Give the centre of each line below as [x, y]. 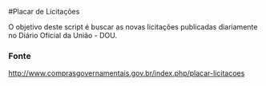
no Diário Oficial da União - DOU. [63, 35]
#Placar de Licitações [44, 12]
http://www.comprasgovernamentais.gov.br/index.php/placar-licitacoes [127, 73]
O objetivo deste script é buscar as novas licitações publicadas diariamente [133, 27]
